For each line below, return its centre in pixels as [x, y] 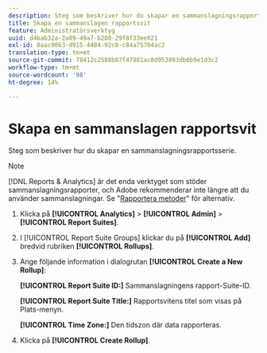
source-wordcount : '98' [48, 75]
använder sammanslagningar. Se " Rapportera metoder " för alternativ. [122, 198]
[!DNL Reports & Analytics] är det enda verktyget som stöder [108, 182]
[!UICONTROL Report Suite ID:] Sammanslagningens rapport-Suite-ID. [135, 286]
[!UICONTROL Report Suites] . [69, 222]
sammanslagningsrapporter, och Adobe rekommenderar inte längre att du [129, 190]
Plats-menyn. [41, 310]
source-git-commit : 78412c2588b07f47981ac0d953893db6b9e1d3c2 [113, 61]
